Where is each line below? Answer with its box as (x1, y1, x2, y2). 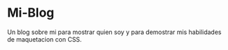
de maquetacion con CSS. (7, 35, 82, 43)
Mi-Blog (7, 5, 54, 21)
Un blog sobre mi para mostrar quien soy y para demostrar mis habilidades (7, 28, 222, 36)
